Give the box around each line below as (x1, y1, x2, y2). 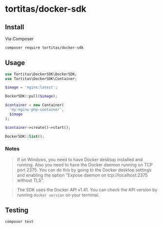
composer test (5, 219, 34, 224)
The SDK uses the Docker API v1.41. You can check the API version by (17, 187, 158, 192)
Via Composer (5, 36, 34, 42)
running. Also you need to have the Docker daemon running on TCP (17, 162, 153, 167)
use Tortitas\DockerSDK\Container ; (5, 76, 77, 81)
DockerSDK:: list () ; (5, 134, 45, 139)
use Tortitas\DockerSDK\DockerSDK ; (5, 72, 77, 77)
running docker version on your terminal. (17, 192, 100, 198)
